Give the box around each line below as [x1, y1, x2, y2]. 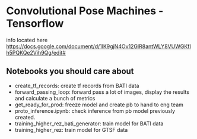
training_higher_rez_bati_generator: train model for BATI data [14, 120, 164, 127]
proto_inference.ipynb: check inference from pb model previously [14, 107, 176, 114]
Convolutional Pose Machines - [6, 4, 164, 18]
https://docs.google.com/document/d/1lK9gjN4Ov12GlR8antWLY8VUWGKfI [6, 43, 192, 50]
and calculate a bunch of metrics [14, 94, 96, 102]
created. [14, 113, 36, 121]
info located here [6, 36, 48, 43]
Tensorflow [6, 17, 64, 30]
